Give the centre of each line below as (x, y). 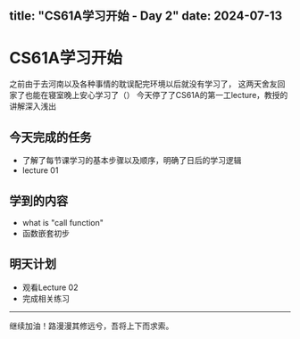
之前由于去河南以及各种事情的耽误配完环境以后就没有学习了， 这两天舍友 (143, 84)
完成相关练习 (46, 298)
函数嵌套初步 (46, 233)
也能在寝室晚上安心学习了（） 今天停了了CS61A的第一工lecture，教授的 (156, 95)
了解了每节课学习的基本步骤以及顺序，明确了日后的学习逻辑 (132, 161)
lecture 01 (40, 170)
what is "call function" (63, 222)
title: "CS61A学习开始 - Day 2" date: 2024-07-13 (146, 16)
